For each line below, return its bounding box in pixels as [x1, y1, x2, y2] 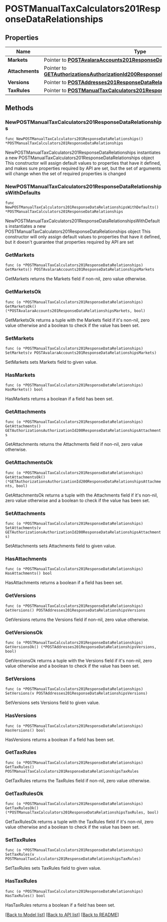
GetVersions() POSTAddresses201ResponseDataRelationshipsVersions [5, 608, 146, 613]
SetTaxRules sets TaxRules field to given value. [5, 865, 101, 871]
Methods [5, 104, 34, 112]
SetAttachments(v [5, 525, 41, 530]
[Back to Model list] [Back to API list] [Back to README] [5, 912, 119, 918]
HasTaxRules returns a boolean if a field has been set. [5, 902, 116, 908]
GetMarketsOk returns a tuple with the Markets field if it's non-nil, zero [5, 317, 150, 323]
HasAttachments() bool [5, 571, 52, 576]
